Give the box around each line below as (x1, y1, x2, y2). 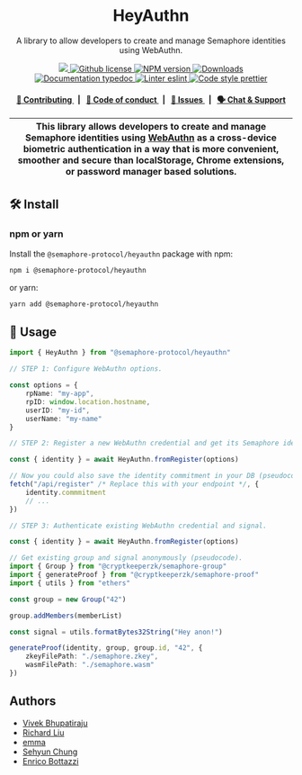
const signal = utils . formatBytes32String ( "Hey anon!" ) (9, 627, 223, 636)
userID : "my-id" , (25, 406, 91, 415)
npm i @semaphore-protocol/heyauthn (9, 266, 147, 275)
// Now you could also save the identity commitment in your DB (9, 472, 255, 481)
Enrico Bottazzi (22, 755, 79, 766)
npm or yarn (9, 228, 65, 240)
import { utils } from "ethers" (9, 578, 130, 588)
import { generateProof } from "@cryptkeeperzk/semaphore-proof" (9, 571, 259, 580)
